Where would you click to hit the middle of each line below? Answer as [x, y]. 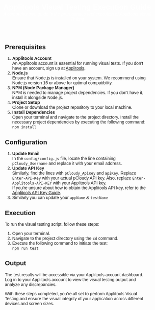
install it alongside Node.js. [38, 98]
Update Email [26, 154]
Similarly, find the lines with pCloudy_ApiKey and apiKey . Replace [75, 173]
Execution [21, 213]
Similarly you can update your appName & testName [60, 198]
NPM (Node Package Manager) [43, 88]
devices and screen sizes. [30, 303]
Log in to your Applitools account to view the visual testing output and [71, 279]
